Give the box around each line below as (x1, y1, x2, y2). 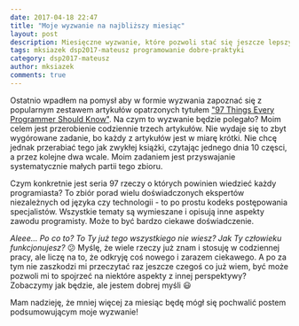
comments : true (10, 71, 67, 80)
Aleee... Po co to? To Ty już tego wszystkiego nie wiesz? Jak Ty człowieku (10, 232, 282, 244)
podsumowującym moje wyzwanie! (10, 307, 138, 317)
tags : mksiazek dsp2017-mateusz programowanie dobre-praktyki (10, 46, 245, 55)
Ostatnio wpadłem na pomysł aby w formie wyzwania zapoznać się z (10, 95, 263, 105)
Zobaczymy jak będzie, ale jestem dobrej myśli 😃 (10, 280, 192, 291)
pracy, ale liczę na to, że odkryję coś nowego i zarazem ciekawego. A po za (10, 252, 287, 262)
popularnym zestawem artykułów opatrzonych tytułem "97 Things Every (10, 104, 275, 115)
